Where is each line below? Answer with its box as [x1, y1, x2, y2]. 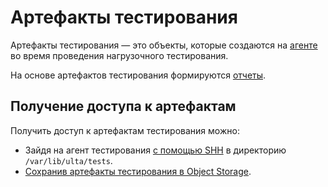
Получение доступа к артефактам [10, 98, 237, 115]
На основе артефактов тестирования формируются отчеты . [10, 69, 267, 81]
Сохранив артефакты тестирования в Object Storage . [24, 165, 252, 177]
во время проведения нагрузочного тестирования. [10, 49, 229, 61]
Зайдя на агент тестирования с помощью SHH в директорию [24, 144, 287, 156]
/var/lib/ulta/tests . [24, 154, 113, 166]
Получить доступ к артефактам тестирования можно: [10, 124, 240, 136]
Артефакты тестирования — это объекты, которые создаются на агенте [10, 39, 318, 51]
